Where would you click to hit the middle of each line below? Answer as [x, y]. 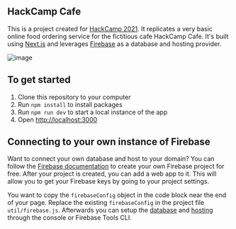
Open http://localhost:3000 [57, 119]
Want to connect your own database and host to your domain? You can [111, 159]
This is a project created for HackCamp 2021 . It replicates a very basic [110, 28]
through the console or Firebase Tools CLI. [70, 218]
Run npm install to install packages [70, 104]
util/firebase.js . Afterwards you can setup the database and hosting [110, 210]
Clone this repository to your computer [74, 97]
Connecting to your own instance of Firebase [109, 142]
